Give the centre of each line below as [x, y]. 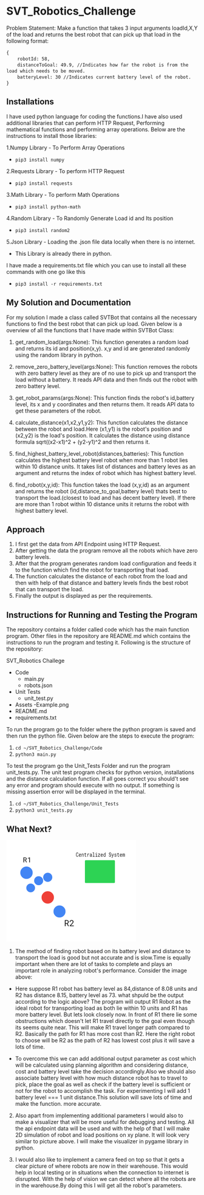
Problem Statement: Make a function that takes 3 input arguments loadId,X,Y [102, 28]
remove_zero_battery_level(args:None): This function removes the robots [106, 366]
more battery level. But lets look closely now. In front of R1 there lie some [106, 1015]
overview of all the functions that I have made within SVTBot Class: [90, 330]
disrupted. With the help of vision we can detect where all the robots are [105, 1179]
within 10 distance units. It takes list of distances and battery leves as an [105, 467]
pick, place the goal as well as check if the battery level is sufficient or [103, 1084]
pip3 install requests [44, 183]
